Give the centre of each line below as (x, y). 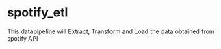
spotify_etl (38, 13)
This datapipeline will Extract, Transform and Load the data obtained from (111, 31)
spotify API (23, 38)
